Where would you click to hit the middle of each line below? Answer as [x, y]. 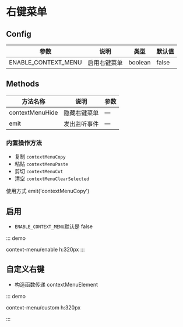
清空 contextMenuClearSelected [52, 178]
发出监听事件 [81, 123]
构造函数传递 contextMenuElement [56, 284]
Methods [23, 84]
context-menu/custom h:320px [43, 307]
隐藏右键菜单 [81, 113]
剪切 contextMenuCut [38, 171]
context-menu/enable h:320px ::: [45, 249]
